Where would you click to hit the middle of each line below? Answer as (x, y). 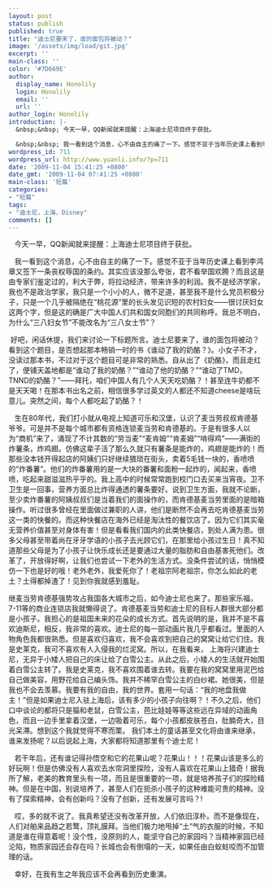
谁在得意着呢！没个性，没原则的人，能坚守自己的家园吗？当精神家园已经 (143, 836)
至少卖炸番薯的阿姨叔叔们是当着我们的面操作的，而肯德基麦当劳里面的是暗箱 (136, 500)
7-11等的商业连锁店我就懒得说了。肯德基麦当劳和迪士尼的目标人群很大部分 (132, 608)
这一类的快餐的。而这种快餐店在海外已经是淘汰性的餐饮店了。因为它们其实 (133, 520)
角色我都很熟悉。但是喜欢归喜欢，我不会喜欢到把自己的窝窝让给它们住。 (136, 639)
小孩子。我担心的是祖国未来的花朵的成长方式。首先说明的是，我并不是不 (136, 619)
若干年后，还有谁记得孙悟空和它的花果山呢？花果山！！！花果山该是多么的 (139, 758)
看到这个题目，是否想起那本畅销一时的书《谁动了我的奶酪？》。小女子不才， (135, 350)
